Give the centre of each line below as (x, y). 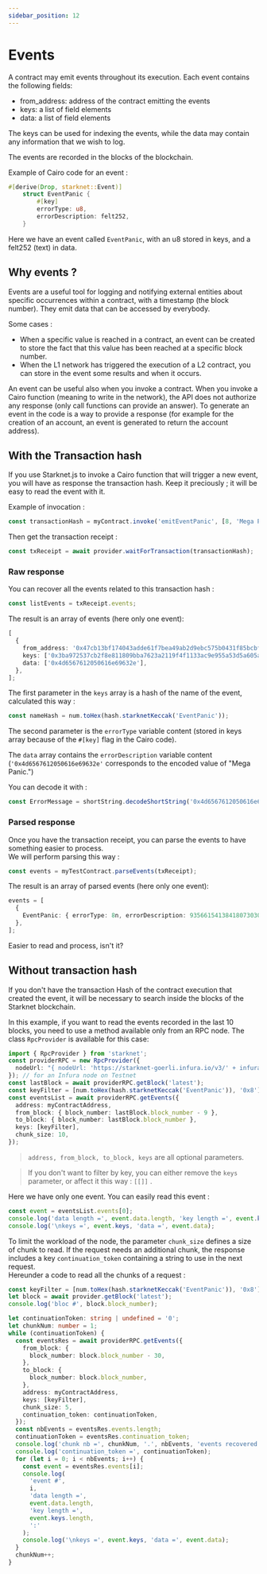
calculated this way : (42, 701)
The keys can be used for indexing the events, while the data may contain (129, 133)
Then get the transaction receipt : (63, 537)
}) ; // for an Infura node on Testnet (72, 1076)
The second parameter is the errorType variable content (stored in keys (125, 731)
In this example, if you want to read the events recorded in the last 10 (121, 1022)
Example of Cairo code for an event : (68, 173)
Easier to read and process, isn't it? (66, 945)
